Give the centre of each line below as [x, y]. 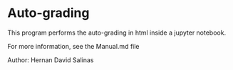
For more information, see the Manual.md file [74, 46]
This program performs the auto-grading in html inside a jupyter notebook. [117, 33]
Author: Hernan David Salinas [51, 60]
